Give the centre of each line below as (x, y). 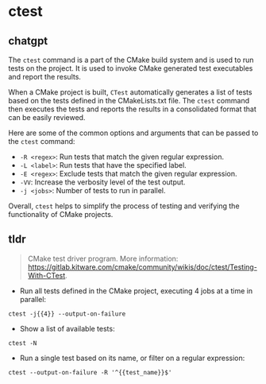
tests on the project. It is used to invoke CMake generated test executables (131, 68)
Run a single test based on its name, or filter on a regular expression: (132, 358)
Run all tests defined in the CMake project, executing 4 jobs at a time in (136, 291)
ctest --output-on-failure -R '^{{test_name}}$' (90, 372)
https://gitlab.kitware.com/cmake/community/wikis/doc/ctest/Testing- (143, 267)
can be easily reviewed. (47, 117)
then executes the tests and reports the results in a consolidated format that (132, 109)
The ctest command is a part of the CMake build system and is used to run (131, 60)
